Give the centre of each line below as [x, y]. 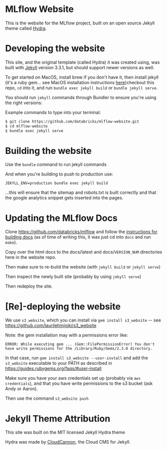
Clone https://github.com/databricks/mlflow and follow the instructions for [82, 232]
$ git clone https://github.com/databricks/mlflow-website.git [72, 121]
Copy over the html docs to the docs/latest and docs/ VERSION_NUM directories [84, 252]
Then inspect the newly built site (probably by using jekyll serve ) [73, 277]
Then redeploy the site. [29, 286]
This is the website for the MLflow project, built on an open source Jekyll [80, 23]
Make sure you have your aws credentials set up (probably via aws [73, 378]
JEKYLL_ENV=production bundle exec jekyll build [57, 183]
